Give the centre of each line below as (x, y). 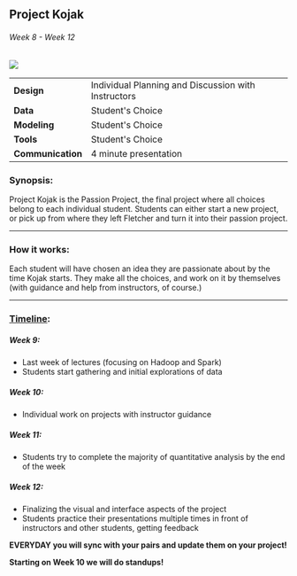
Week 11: (26, 434)
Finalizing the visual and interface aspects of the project (124, 509)
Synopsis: (31, 180)
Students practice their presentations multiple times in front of (135, 518)
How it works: (39, 249)
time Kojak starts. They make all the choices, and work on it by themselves (145, 278)
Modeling (34, 125)
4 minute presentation (137, 153)
